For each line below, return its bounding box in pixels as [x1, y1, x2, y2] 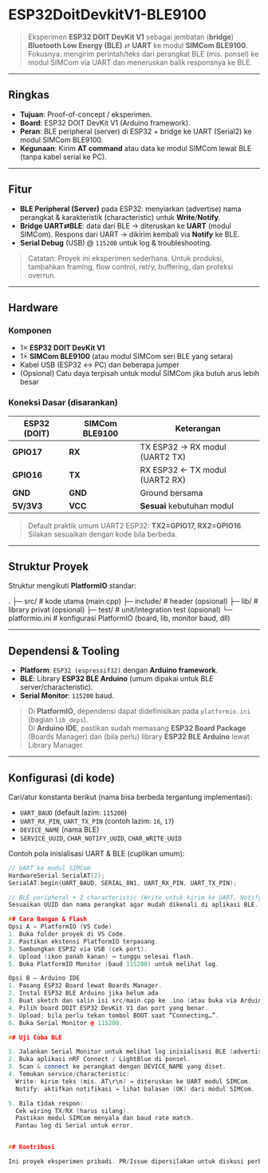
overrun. [27, 270, 57, 280]
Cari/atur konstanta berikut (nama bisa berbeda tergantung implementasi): [8, 792, 253, 801]
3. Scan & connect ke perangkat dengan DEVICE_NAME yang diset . [8, 1063, 227, 1071]
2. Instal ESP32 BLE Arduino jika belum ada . [8, 989, 162, 997]
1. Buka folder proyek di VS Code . [8, 930, 127, 939]
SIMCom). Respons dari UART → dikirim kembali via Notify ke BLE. [19, 229, 240, 239]
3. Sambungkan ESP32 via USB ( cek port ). [8, 945, 148, 953]
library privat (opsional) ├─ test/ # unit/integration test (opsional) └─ [8, 605, 233, 615]
